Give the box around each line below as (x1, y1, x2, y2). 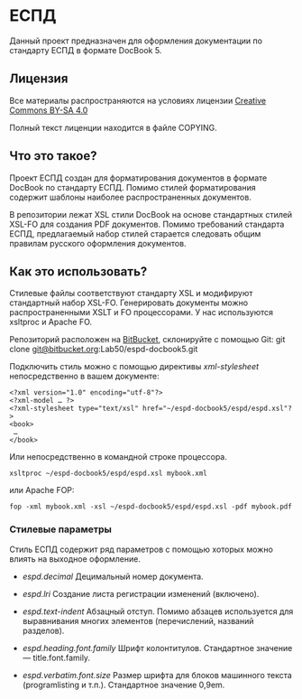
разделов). (22, 625, 65, 636)
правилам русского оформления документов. (9, 238, 187, 248)
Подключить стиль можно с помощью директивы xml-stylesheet (9, 361, 260, 372)
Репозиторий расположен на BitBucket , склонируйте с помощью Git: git (9, 334, 286, 345)
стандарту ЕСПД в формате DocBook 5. (9, 44, 162, 55)
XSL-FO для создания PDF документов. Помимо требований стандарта (9, 219, 285, 229)
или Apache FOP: (9, 485, 75, 496)
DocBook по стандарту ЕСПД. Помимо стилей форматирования (9, 182, 256, 192)
